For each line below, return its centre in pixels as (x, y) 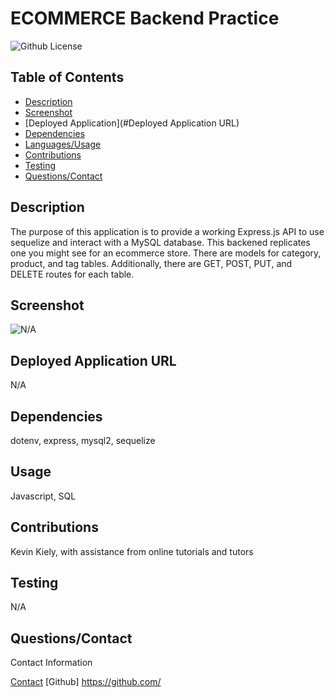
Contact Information (51, 663)
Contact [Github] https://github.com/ (86, 682)
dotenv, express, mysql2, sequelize (83, 440)
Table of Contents (67, 77)
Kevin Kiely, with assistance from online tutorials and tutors (132, 551)
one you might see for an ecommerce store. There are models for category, (166, 253)
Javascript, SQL (43, 496)
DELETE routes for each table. (72, 274)
